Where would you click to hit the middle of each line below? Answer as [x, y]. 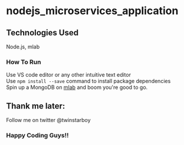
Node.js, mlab [23, 47]
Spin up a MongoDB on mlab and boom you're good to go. [77, 87]
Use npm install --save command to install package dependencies [88, 81]
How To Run [24, 62]
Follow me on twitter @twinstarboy [48, 120]
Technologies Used [42, 33]
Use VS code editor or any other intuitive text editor [69, 75]
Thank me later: [36, 106]
